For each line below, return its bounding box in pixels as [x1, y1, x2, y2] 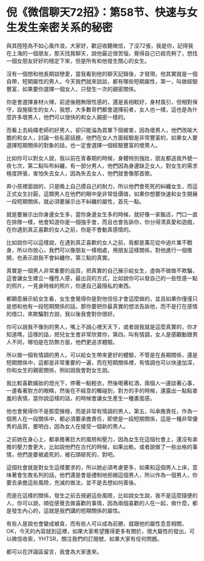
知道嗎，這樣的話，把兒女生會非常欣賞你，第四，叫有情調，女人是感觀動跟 [6, 331, 192, 338]
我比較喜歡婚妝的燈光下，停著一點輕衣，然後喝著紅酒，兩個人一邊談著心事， [6, 379, 198, 387]
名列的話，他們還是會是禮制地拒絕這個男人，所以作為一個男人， [32, 471, 192, 478]
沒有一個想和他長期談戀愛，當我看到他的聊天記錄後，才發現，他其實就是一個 [6, 70, 198, 77]
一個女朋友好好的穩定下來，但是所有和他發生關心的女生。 [6, 57, 150, 64]
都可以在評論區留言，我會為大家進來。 [6, 548, 102, 555]
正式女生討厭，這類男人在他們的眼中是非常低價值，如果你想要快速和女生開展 [6, 190, 198, 198]
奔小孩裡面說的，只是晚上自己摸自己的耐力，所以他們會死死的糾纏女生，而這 [6, 182, 198, 190]
